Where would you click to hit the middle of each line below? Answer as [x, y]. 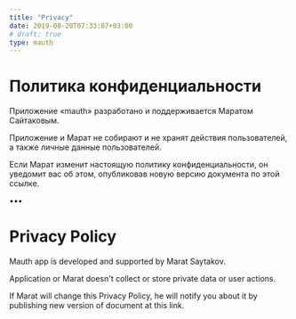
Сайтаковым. [34, 120]
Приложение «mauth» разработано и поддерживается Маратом [131, 111]
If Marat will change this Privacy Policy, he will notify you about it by [133, 296]
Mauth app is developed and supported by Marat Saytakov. [118, 262]
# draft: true [36, 34]
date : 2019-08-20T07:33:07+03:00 [71, 26]
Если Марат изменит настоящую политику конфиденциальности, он [139, 165]
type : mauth [31, 42]
